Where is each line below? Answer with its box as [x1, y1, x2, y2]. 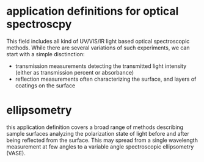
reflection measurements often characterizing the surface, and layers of [15, 75, 197, 83]
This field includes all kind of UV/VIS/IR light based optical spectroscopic [6, 37, 190, 45]
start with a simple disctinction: [6, 50, 85, 57]
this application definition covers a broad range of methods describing [6, 123, 184, 131]
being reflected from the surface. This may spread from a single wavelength [6, 136, 199, 144]
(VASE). [6, 149, 26, 156]
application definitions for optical [6, 4, 179, 18]
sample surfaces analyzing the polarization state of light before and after [6, 130, 189, 137]
